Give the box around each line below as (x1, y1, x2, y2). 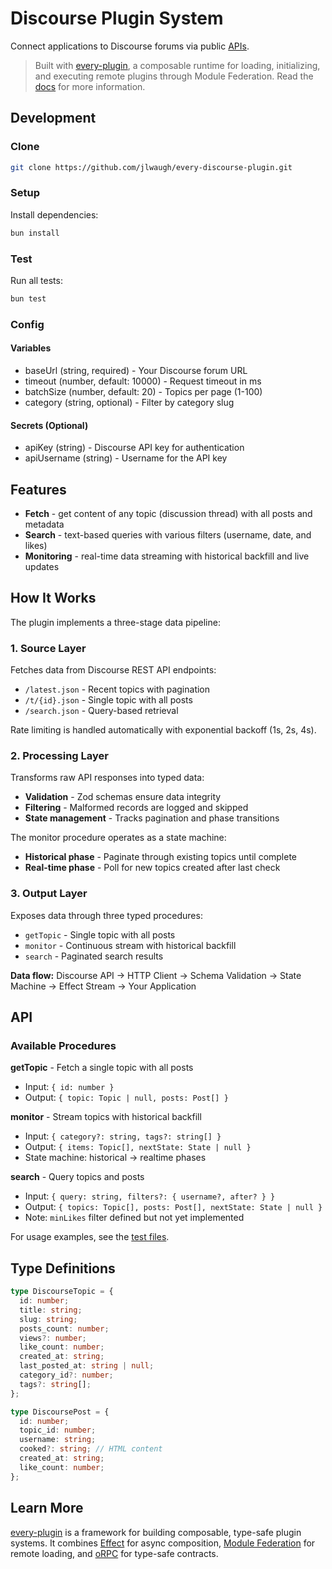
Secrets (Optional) (10, 419, 89, 431)
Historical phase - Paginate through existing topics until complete (24, 851, 298, 863)
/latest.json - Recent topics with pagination (24, 683, 211, 696)
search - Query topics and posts (10, 1171, 145, 1183)
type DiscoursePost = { (10, 1407, 110, 1417)
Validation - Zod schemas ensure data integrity (24, 791, 222, 803)
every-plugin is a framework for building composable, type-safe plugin (10, 1526, 302, 1538)
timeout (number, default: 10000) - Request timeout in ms (24, 375, 262, 387)
